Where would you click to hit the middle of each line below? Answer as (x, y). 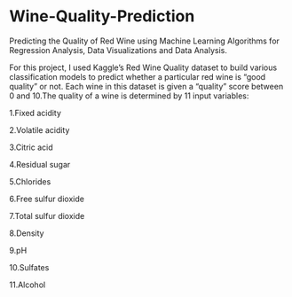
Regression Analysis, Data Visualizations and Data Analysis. (118, 50)
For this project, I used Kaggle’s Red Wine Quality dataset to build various (143, 67)
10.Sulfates (29, 267)
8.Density (27, 233)
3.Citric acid (31, 147)
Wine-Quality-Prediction (102, 16)
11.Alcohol (28, 285)
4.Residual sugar (40, 164)
